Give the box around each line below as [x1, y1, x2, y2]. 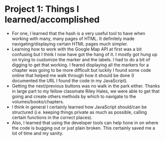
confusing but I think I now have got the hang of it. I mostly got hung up [11, 51, 158, 57]
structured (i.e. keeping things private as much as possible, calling [11, 109, 147, 115]
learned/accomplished [4, 14, 100, 25]
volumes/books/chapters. [11, 98, 64, 104]
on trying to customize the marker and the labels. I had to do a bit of [11, 56, 150, 62]
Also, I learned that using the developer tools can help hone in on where [11, 120, 159, 126]
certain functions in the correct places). [11, 114, 92, 120]
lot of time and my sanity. [11, 130, 64, 136]
